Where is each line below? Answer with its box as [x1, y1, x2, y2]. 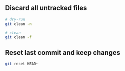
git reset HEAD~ [5, 61, 38, 67]
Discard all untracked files [5, 4, 87, 12]
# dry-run [5, 17, 26, 22]
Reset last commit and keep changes [5, 48, 121, 57]
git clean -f [5, 35, 32, 40]
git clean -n [5, 22, 32, 26]
